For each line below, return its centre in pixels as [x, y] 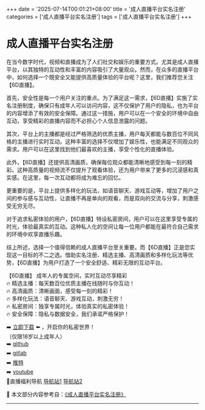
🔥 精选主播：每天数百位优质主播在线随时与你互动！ [71, 283]
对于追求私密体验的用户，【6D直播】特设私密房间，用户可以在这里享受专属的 [102, 219]
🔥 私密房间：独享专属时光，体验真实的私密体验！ [68, 306]
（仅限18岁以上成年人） [36, 336]
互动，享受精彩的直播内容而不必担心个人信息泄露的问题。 [78, 121]
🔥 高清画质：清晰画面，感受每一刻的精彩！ [60, 290]
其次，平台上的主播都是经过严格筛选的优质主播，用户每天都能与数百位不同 [100, 134]
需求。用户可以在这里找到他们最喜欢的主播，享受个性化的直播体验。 [92, 149]
